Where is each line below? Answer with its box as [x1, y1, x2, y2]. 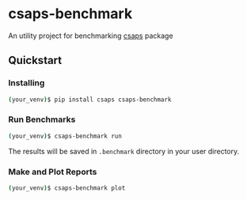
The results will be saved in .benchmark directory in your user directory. [8, 146, 240, 156]
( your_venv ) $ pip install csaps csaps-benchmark [8, 96, 172, 104]
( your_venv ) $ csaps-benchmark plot [8, 183, 126, 192]
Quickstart [8, 54, 63, 67]
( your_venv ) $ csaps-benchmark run [8, 132, 123, 140]
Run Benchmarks [8, 114, 76, 125]
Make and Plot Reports [8, 166, 97, 177]
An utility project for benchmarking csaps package [8, 31, 173, 40]
